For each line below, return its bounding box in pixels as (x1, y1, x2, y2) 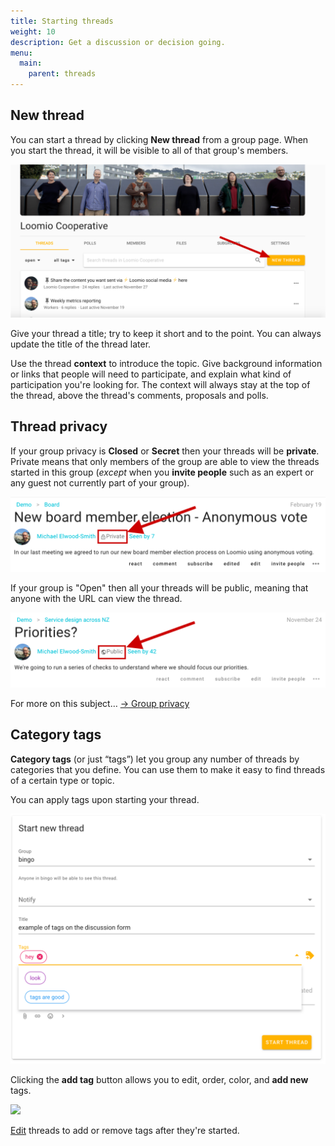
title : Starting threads (10, 16, 114, 26)
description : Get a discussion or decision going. (10, 37, 226, 47)
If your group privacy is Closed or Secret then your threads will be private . (10, 445, 320, 457)
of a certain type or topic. (10, 774, 115, 786)
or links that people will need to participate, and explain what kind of (10, 368, 292, 380)
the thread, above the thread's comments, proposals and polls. (10, 389, 269, 401)
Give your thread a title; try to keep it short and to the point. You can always (10, 327, 322, 339)
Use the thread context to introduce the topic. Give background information (10, 357, 323, 369)
